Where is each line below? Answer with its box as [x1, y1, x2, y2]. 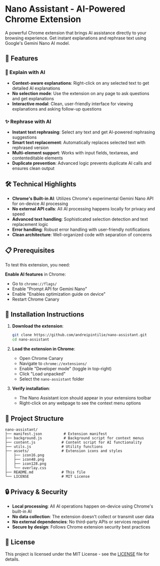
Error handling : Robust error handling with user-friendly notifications [12, 226, 150, 232]
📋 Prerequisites [5, 246, 55, 255]
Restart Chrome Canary [12, 296, 60, 302]
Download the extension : [12, 323, 64, 329]
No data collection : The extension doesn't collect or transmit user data [12, 513, 154, 519]
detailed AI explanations [12, 85, 61, 91]
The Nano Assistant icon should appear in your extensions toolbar [19, 395, 152, 401]
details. [5, 556, 20, 562]
